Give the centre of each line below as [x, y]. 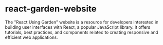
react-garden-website [51, 9]
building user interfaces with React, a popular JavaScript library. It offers [78, 27]
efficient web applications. [32, 37]
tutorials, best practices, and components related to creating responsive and [81, 32]
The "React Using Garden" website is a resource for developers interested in [82, 22]
